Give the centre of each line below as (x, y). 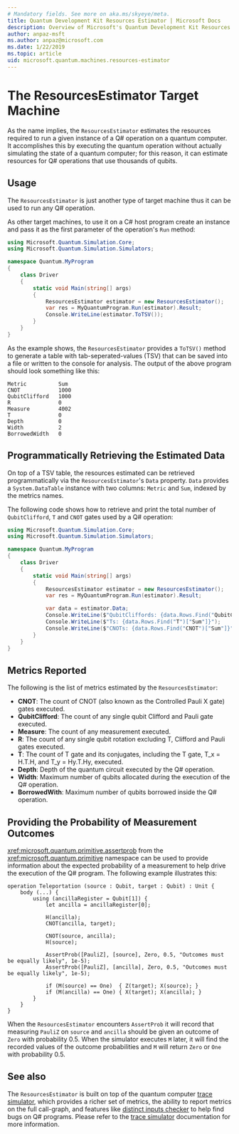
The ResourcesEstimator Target (103, 95)
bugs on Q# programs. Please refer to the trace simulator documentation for (119, 1116)
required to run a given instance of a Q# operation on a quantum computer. (117, 138)
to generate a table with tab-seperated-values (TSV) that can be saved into (117, 355)
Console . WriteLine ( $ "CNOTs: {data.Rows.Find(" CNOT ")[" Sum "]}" (139, 628)
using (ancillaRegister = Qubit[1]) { (90, 899)
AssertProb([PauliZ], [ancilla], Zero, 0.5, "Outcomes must (136, 967)
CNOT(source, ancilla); (80, 936)
